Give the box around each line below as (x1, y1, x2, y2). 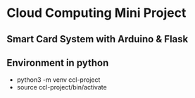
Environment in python (6, 56, 109, 68)
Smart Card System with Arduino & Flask (6, 33, 189, 45)
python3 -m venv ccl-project (16, 75, 101, 84)
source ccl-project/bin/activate (16, 83, 107, 92)
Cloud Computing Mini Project (6, 5, 187, 21)
